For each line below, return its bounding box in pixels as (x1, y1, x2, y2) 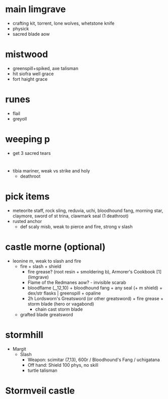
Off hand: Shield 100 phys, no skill (27, 362, 98, 368)
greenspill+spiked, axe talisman (12, 65, 79, 71)
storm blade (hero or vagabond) (27, 301, 94, 307)
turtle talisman (27, 367, 58, 373)
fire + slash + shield (20, 263, 62, 269)
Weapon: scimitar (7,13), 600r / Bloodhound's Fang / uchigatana (27, 357, 160, 363)
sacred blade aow (12, 31, 50, 37)
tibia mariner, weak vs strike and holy (12, 167, 90, 174)
